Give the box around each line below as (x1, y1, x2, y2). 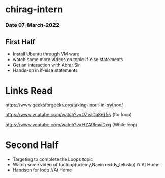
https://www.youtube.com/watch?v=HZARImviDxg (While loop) (5, 121, 137, 128)
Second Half (5, 139, 59, 151)
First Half (5, 37, 35, 46)
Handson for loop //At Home (12, 167, 72, 173)
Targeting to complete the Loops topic (12, 156, 93, 162)
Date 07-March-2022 (5, 22, 60, 29)
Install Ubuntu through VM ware (12, 51, 80, 57)
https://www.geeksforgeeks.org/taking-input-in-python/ (5, 102, 123, 108)
